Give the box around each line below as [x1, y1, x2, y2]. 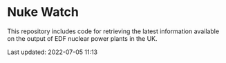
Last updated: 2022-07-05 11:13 [7, 48, 98, 56]
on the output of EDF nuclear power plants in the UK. [7, 34, 158, 42]
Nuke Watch [7, 4, 79, 20]
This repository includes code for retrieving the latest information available [7, 27, 220, 35]
